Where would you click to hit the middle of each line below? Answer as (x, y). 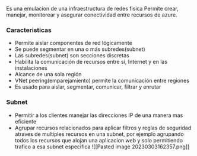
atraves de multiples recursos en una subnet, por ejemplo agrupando (99, 134)
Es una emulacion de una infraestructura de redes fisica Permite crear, (93, 9)
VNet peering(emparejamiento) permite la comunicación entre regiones (102, 81)
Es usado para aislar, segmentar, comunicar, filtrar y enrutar (88, 87)
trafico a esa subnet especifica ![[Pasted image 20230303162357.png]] (102, 147)
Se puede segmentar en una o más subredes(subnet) (80, 49)
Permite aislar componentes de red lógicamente (73, 43)
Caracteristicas (29, 30)
